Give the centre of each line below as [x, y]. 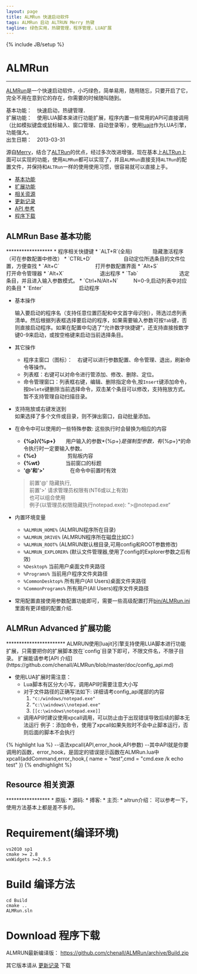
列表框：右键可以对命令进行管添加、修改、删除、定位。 [90, 374]
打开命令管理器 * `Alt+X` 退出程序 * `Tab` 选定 [98, 273]
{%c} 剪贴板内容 [58, 456]
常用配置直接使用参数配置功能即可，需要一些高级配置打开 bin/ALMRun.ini [102, 601]
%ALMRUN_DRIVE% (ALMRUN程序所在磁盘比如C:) [79, 537]
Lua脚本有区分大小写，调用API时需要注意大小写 [81, 684]
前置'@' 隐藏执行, [50, 483]
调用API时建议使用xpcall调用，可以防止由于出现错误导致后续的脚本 [104, 717]
